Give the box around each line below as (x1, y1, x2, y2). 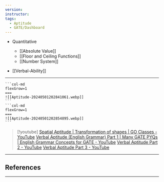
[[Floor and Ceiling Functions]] (19, 53, 82, 59)
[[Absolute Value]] (19, 48, 56, 54)
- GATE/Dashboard (9, 25, 45, 30)
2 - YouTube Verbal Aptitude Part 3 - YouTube (17, 144, 110, 150)
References (5, 163, 41, 171)
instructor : (5, 12, 29, 17)
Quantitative (12, 39, 37, 44)
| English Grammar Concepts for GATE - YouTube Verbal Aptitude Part (17, 140, 158, 145)
